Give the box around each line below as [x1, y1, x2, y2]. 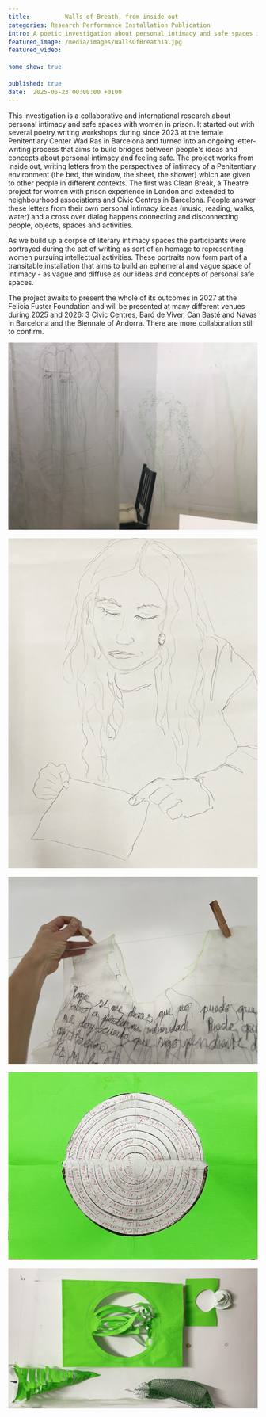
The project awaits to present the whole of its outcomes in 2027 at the [8, 293, 237, 303]
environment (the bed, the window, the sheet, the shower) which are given [8, 170, 251, 179]
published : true [8, 79, 62, 87]
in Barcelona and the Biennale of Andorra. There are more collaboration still [8, 318, 255, 328]
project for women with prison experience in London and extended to [8, 186, 234, 196]
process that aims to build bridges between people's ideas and [32, 144, 237, 154]
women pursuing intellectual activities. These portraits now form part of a [8, 252, 248, 261]
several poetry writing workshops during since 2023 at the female [8, 128, 224, 137]
